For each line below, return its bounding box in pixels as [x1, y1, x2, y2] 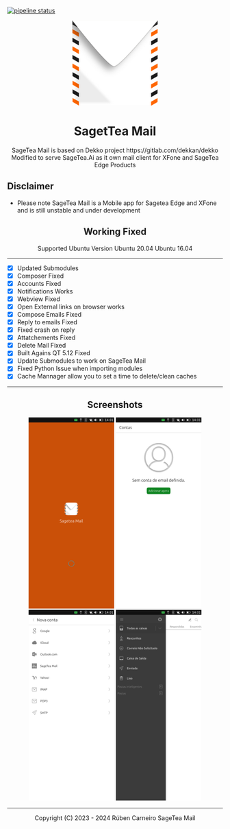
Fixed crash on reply [16, 326, 75, 334]
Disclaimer [7, 180, 54, 192]
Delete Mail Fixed [16, 341, 66, 350]
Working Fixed [83, 226, 147, 238]
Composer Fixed [16, 272, 64, 280]
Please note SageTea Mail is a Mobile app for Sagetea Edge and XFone [16, 199, 217, 207]
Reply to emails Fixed [16, 318, 77, 326]
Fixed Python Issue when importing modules [16, 364, 143, 373]
